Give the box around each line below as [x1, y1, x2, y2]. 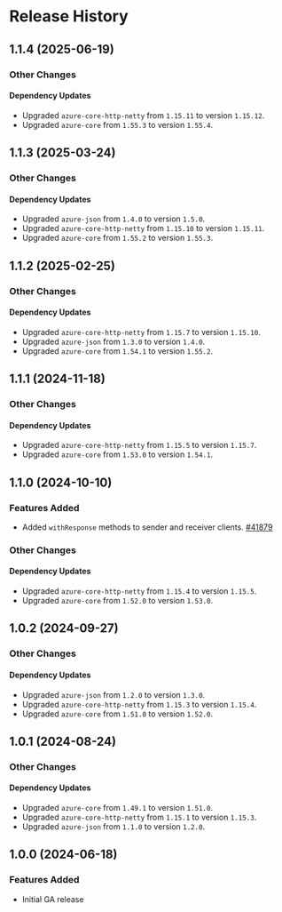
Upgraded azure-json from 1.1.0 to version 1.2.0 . [21, 821, 206, 832]
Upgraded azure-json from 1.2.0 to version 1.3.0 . [21, 689, 206, 700]
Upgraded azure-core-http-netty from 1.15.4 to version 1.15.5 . [21, 586, 257, 596]
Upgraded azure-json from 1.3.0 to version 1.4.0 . [21, 336, 206, 347]
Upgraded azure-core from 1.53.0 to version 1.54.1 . [21, 449, 214, 460]
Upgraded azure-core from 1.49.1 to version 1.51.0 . [21, 803, 214, 813]
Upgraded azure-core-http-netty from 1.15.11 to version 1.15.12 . [21, 109, 265, 121]
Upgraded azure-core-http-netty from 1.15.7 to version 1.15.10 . [21, 326, 262, 337]
